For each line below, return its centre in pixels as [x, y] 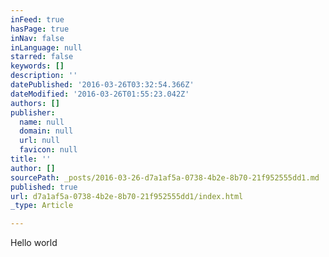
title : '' [31, 159]
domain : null [46, 131]
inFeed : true [37, 19]
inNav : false [37, 38]
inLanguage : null [46, 47]
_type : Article [42, 206]
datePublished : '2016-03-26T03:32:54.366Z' [102, 85]
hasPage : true [40, 29]
